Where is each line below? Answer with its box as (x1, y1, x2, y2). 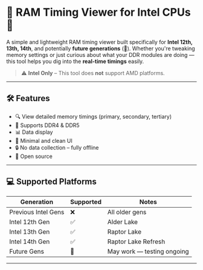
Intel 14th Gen (9, 237, 50, 246)
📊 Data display (14, 128, 53, 136)
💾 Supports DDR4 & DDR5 (14, 121, 80, 129)
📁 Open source (14, 153, 53, 160)
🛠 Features (6, 93, 50, 104)
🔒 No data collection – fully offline (14, 143, 99, 151)
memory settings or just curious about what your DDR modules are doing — (6, 51, 195, 58)
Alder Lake (107, 217, 138, 226)
